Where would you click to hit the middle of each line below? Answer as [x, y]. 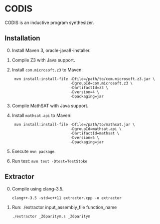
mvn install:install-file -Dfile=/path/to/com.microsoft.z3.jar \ [84, 79]
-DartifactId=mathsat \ [95, 133]
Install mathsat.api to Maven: [42, 115]
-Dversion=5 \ [85, 137]
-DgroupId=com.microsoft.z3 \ [101, 83]
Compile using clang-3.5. [38, 188]
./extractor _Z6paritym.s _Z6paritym [51, 216]
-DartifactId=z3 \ [89, 87]
